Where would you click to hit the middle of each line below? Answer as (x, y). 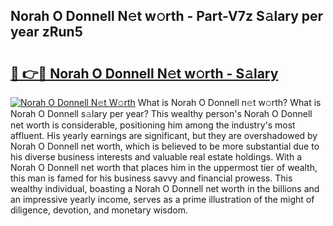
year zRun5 (46, 32)
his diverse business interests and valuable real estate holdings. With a (156, 157)
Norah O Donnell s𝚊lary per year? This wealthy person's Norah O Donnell (161, 113)
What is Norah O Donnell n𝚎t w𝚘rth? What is (229, 102)
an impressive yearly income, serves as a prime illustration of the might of (162, 199)
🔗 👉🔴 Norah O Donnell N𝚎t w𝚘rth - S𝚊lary (144, 73)
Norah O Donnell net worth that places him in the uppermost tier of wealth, (164, 167)
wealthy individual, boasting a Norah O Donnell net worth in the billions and (165, 188)
